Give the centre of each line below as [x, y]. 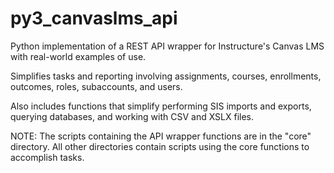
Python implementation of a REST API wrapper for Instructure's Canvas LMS [167, 46]
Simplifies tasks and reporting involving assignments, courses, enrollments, [166, 76]
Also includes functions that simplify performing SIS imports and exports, [161, 106]
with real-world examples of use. [78, 56]
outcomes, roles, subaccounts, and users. [96, 86]
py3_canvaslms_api [94, 18]
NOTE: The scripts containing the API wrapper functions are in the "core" [161, 136]
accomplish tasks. [47, 157]
